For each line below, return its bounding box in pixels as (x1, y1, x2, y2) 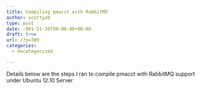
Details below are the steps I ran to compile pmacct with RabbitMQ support (6, 70, 196, 77)
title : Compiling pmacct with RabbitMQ (6, 8, 108, 15)
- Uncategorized (12, 48, 53, 54)
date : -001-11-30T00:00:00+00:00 (6, 25, 92, 32)
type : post (6, 20, 34, 26)
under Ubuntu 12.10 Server (6, 76, 73, 84)
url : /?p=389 (6, 37, 40, 43)
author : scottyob (6, 15, 51, 21)
